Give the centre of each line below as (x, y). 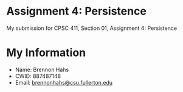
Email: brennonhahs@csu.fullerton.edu (64, 82)
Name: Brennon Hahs (42, 69)
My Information (46, 53)
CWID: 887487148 (38, 76)
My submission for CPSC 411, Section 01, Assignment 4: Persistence (92, 28)
